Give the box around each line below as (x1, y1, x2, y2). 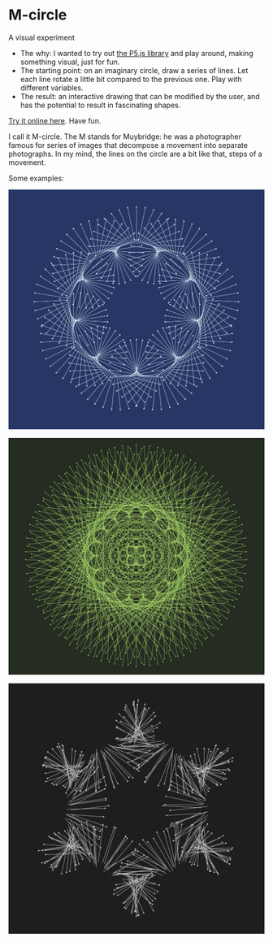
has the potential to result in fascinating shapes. (19, 100, 181, 110)
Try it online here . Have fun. (8, 115, 102, 125)
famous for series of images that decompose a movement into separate (8, 140, 248, 150)
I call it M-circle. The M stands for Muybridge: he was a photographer (8, 132, 242, 141)
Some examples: (8, 173, 64, 183)
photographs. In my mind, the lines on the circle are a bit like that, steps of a (8, 149, 262, 158)
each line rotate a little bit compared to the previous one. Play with (19, 74, 242, 84)
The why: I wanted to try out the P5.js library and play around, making (19, 48, 253, 58)
